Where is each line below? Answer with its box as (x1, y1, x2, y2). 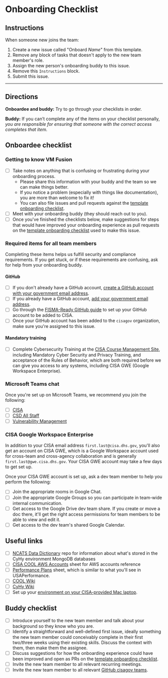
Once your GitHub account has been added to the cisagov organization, (12, 318, 160, 324)
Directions (5, 93, 38, 101)
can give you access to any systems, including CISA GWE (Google (12, 362, 149, 368)
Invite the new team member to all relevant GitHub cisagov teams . (12, 666, 148, 672)
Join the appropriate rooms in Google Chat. (12, 489, 102, 495)
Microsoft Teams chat (5, 380, 59, 387)
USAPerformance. (12, 572, 50, 578)
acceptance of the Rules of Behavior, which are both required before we (12, 357, 161, 363)
